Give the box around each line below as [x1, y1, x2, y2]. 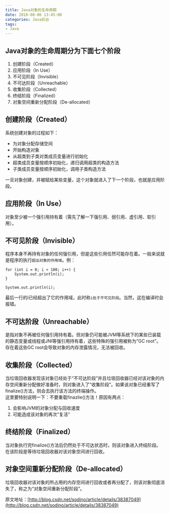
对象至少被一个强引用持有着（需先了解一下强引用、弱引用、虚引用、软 [5, 214, 152, 220]
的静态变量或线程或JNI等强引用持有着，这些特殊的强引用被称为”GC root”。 [5, 338, 161, 344]
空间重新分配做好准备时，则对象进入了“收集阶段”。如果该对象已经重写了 [9, 381, 160, 388]
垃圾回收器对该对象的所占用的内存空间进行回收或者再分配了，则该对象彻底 [5, 479, 160, 485]
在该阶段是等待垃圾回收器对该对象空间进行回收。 [5, 448, 107, 455]
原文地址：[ [5, 496, 29, 502]
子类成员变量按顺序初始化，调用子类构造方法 [12, 166, 106, 172]
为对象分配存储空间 [12, 140, 53, 146]
